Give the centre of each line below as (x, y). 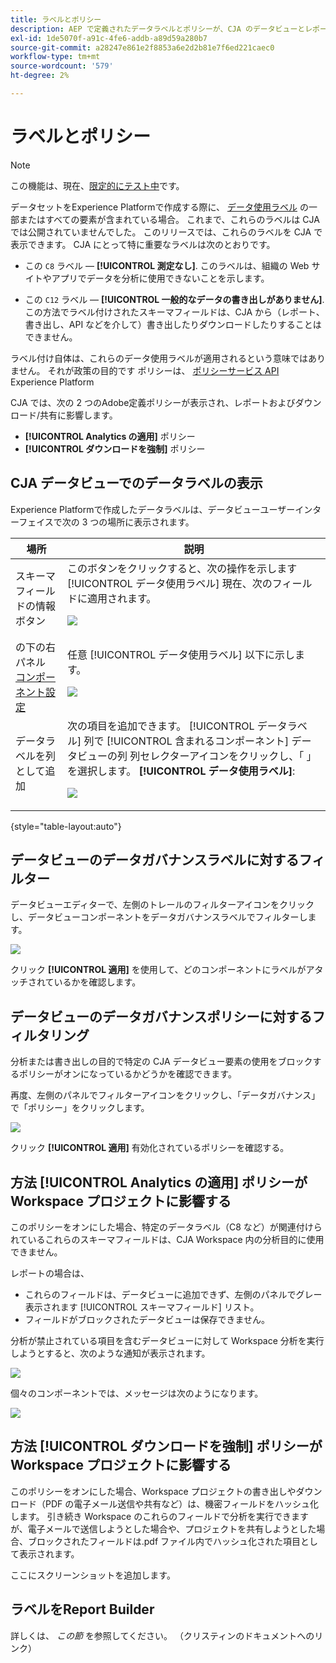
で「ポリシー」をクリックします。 (80, 1108)
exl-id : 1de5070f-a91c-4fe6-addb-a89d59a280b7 (109, 38)
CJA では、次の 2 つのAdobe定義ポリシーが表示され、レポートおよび (153, 402)
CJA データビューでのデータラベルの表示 (136, 483)
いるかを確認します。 (97, 982)
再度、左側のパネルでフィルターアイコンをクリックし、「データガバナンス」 (165, 1095)
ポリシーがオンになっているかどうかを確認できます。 (127, 1074)
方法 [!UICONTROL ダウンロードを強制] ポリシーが (166, 1446)
